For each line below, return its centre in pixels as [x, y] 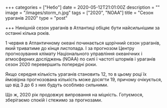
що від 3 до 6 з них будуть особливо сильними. [57, 85]
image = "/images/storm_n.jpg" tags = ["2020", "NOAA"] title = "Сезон [79, 13]
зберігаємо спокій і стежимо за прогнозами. [54, 100]
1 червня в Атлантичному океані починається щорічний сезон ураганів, [83, 43]
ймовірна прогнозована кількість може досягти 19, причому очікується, [84, 79]
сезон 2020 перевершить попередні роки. [51, 64]
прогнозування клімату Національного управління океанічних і [74, 53]
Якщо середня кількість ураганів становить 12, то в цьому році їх [76, 74]
